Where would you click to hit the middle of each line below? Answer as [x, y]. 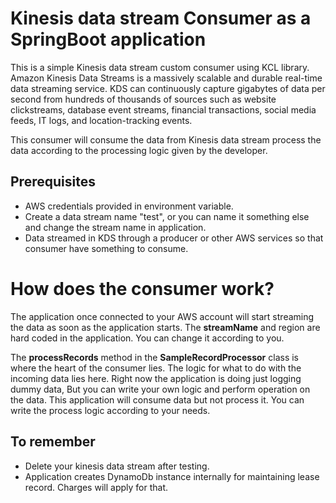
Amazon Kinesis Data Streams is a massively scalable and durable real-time [166, 78]
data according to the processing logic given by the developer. [139, 150]
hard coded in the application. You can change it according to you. [147, 338]
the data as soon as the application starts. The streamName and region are [165, 327]
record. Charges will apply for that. [96, 487]
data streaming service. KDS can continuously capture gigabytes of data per [168, 88]
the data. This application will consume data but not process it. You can [157, 399]
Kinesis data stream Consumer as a [161, 18]
